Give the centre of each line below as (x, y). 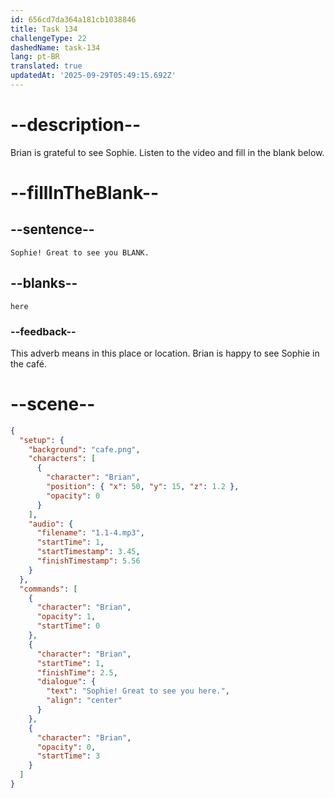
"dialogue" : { (66, 682)
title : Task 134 (44, 29)
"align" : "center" (84, 701)
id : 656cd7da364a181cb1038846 (73, 19)
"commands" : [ (48, 589)
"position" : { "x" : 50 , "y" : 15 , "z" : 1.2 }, (143, 487)
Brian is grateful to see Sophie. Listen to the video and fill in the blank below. (167, 152)
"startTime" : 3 (68, 756)
